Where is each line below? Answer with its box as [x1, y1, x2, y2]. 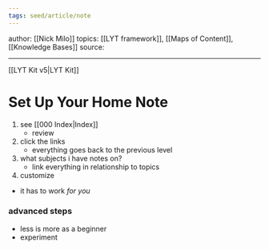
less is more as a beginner [19, 224, 107, 233]
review [31, 128, 54, 137]
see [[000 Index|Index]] [19, 119, 98, 129]
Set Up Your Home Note [8, 93, 168, 111]
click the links [19, 137, 66, 146]
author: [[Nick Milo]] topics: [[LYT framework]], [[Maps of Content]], [8, 34, 234, 43]
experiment [19, 232, 58, 242]
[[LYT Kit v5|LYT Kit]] [8, 65, 79, 74]
